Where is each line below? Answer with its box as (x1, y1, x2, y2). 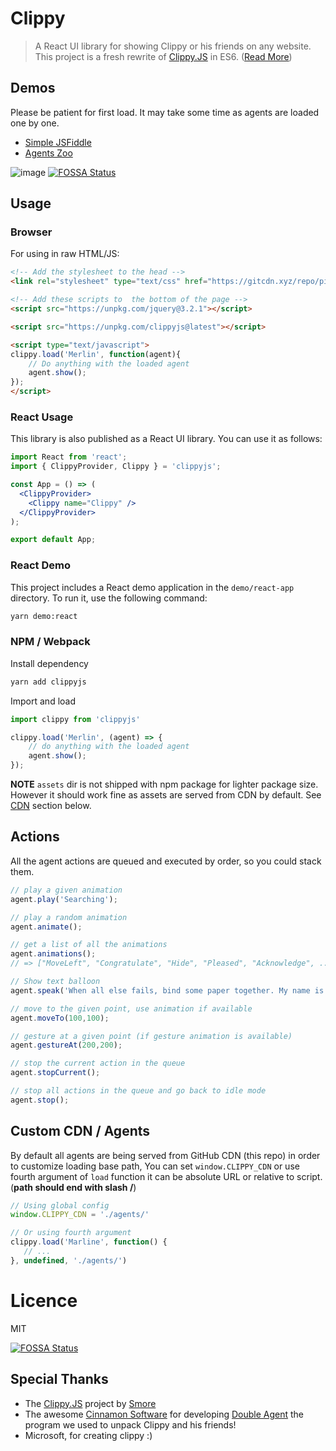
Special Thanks (10, 1371, 109, 1388)
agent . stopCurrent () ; (10, 1068, 101, 1078)
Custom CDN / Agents (10, 1123, 151, 1140)
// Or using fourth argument (10, 1228, 132, 1238)
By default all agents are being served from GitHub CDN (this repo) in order (10, 1149, 321, 1161)
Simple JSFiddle (24, 136, 92, 148)
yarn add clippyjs (10, 677, 87, 687)
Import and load (10, 695, 76, 707)
